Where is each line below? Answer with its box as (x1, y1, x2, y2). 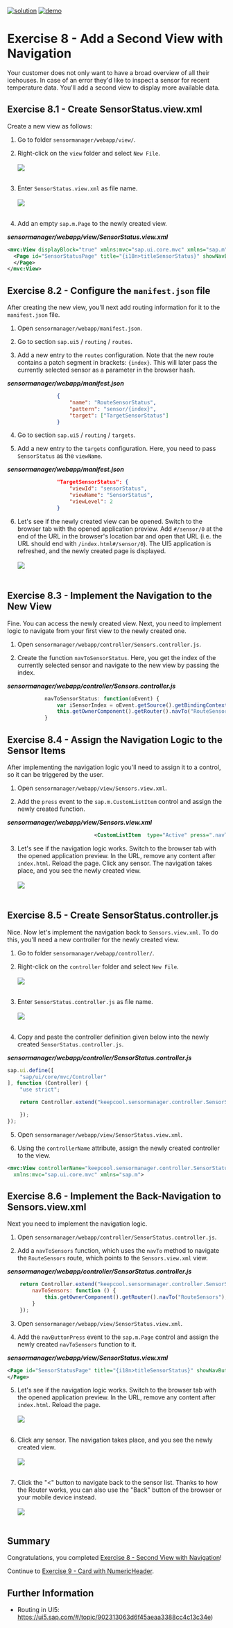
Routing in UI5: (17, 1606, 60, 1614)
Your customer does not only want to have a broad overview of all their (7, 68, 210, 76)
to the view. (17, 1151, 51, 1160)
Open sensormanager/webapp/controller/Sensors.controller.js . (17, 640, 201, 648)
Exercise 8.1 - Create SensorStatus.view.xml (7, 104, 202, 115)
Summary (7, 1535, 51, 1547)
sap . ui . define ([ (7, 1067, 54, 1074)
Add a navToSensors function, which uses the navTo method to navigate (17, 1247, 220, 1255)
